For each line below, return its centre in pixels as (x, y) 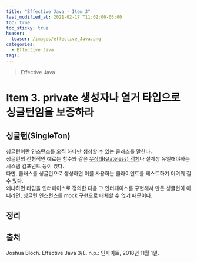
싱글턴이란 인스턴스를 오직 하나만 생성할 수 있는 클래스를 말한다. (79, 151)
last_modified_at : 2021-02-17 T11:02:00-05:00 (64, 17)
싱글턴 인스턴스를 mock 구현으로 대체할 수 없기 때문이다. (88, 195)
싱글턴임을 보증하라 (50, 112)
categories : (21, 45)
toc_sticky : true (27, 28)
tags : (13, 55)
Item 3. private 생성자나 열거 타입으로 (93, 97)
